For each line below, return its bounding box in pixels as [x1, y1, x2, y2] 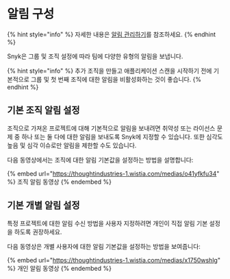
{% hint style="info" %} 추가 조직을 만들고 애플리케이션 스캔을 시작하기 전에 [7, 66, 212, 75]
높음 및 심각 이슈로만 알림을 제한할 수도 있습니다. [7, 141, 137, 149]
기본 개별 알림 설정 [7, 199, 80, 211]
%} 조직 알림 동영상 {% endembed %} [7, 178, 112, 186]
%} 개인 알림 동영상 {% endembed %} [7, 264, 112, 272]
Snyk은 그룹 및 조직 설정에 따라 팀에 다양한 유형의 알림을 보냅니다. [7, 52, 183, 60]
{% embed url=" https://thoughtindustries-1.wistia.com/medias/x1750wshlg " [7, 256, 221, 264]
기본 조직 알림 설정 [7, 104, 80, 117]
